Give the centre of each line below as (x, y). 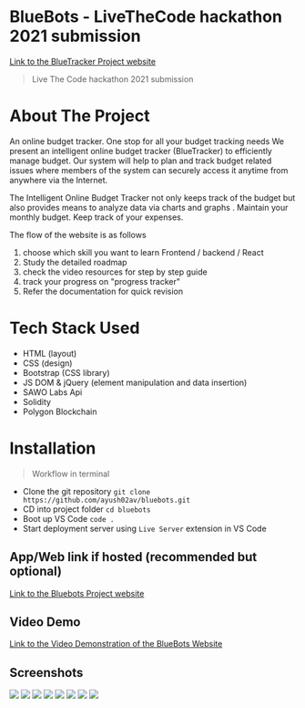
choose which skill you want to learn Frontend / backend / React (143, 252)
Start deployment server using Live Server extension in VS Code (144, 528)
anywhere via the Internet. (59, 180)
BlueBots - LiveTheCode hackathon (146, 17)
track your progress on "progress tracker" (101, 281)
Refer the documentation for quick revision (103, 291)
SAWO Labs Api (52, 392)
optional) (36, 572)
